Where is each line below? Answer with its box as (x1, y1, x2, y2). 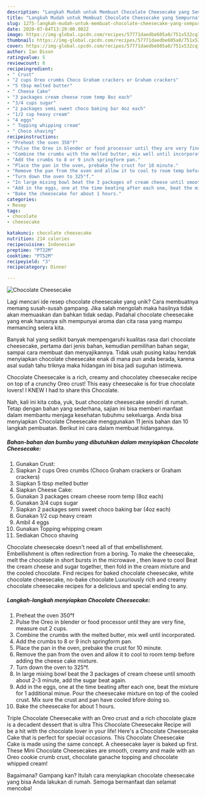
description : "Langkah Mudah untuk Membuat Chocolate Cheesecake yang (7, 9, 190, 15)
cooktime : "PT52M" (7, 253, 54, 259)
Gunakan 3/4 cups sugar (15, 499, 78, 507)
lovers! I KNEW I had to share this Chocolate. (7, 387, 119, 394)
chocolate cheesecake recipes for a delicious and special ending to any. (7, 583, 188, 590)
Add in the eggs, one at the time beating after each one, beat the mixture (15, 683, 199, 691)
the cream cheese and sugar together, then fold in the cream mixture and (7, 563, 190, 570)
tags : (7, 208, 21, 214)
